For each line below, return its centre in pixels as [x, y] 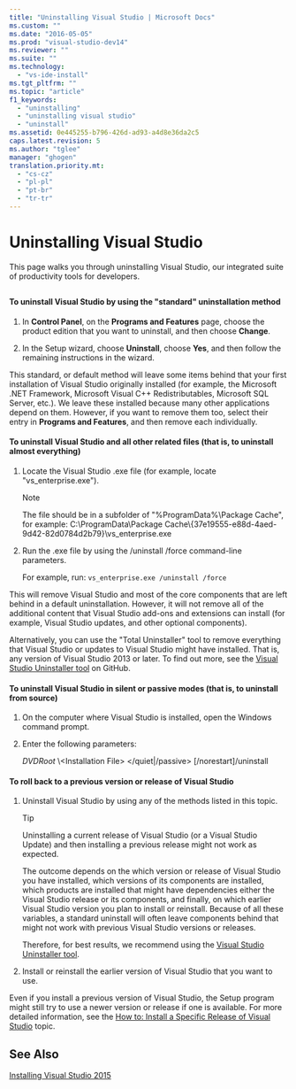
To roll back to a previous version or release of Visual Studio [121, 781]
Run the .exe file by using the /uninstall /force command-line [132, 551]
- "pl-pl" [35, 182]
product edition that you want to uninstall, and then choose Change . [146, 331]
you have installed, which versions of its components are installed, [143, 881]
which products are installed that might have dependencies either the [148, 890]
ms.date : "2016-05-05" [51, 34]
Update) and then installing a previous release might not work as [140, 845]
